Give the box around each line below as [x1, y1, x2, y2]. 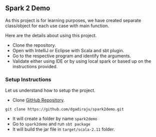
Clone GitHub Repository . [12, 97, 65, 103]
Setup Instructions [5, 76, 51, 83]
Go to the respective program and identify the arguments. [12, 53, 131, 59]
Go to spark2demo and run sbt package [12, 121, 91, 127]
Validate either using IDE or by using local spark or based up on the [12, 58, 151, 64]
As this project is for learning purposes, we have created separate [5, 17, 141, 23]
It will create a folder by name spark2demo [12, 115, 97, 122]
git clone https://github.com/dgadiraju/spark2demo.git [5, 107, 124, 112]
